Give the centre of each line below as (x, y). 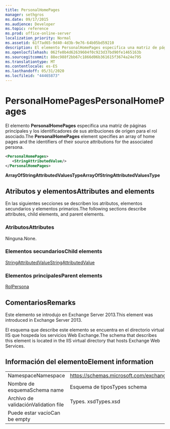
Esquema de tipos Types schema (109, 387)
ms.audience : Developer (30, 24)
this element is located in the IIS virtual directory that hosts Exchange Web (83, 340)
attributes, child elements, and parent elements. (55, 214)
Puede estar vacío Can (34, 413)
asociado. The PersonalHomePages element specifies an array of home (80, 136)
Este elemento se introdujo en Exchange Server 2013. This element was (79, 315)
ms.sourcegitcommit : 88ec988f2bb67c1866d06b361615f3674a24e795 (73, 57)
